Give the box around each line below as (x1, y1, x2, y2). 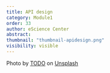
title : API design (6, 9, 53, 15)
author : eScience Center (6, 26, 69, 32)
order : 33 (6, 20, 32, 26)
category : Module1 (6, 15, 53, 21)
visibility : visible (6, 43, 59, 49)
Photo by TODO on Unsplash (6, 59, 78, 67)
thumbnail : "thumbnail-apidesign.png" (6, 37, 105, 43)
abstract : (6, 32, 32, 38)
